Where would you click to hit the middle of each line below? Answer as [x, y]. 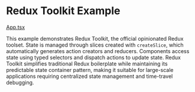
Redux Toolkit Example [63, 11]
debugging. [20, 82]
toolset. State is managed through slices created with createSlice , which [95, 45]
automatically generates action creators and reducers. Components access [98, 51]
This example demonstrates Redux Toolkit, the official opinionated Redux [95, 38]
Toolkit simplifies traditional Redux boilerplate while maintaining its [87, 64]
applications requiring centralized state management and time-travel [90, 76]
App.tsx [16, 27]
